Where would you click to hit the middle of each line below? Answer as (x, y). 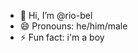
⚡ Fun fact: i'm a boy (62, 37)
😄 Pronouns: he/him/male (73, 26)
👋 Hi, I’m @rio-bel (56, 15)
